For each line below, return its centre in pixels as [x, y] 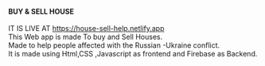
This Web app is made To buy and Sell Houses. [86, 37]
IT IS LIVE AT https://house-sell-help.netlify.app [86, 28]
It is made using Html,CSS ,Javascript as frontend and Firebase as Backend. [133, 54]
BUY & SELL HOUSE [41, 12]
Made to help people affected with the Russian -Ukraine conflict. [114, 45]
